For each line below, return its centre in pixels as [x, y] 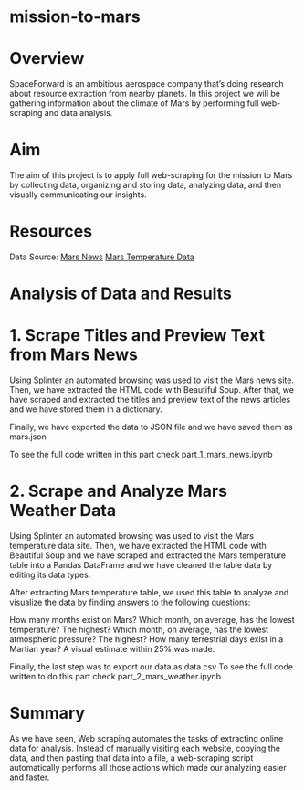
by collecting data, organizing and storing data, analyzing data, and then [146, 185]
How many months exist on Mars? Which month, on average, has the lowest [152, 620]
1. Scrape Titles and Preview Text [137, 336]
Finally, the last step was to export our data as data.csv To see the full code [152, 667]
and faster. [30, 777]
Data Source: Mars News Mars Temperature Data [102, 257]
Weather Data [63, 511]
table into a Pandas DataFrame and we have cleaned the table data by [141, 565]
